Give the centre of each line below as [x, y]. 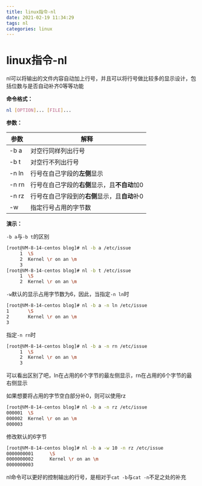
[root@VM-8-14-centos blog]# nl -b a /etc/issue [69, 248]
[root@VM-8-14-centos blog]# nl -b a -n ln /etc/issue [77, 306]
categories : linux [29, 29]
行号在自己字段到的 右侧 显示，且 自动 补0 [87, 196]
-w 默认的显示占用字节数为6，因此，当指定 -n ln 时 [68, 294]
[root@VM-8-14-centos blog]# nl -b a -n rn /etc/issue [77, 346]
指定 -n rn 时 [21, 335]
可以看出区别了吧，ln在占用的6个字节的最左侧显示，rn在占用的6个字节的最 [99, 375]
